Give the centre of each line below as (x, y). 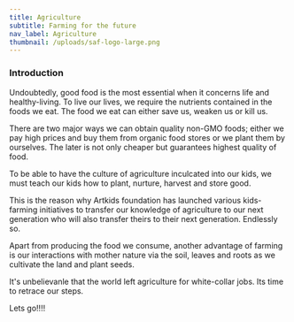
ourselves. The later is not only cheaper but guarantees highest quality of (143, 147)
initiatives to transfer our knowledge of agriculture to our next (151, 210)
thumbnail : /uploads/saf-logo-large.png (85, 42)
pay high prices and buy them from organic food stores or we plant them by (147, 137)
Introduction (36, 73)
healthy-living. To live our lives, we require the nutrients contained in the (141, 102)
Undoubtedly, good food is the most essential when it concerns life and (139, 92)
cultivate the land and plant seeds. (72, 264)
